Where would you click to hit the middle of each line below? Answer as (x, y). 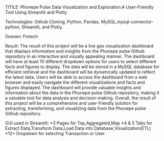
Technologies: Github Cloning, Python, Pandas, (53, 22)
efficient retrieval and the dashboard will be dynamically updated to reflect (80, 72)
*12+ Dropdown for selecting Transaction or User (55, 133)
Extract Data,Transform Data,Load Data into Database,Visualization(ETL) (78, 128)
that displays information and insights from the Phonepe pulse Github (75, 51)
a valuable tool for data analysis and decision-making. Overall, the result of (81, 98)
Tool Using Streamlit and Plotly (36, 12)
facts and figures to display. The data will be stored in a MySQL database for (82, 67)
